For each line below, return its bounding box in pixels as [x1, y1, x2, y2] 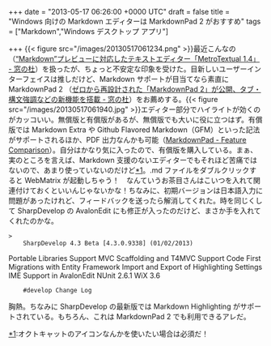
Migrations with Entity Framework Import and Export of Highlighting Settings [8, 263, 263, 271]
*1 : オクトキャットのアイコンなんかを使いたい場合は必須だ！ [8, 329, 209, 339]
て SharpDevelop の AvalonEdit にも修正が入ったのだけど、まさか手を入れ [8, 206, 255, 216]
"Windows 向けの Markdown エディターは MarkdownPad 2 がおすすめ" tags [8, 16, 261, 26]
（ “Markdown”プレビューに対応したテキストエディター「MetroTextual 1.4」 [8, 54, 260, 63]
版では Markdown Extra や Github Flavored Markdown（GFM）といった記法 [8, 125, 260, 135]
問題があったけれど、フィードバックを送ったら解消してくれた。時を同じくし [8, 196, 263, 205]
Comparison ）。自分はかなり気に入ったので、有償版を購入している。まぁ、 [8, 145, 258, 155]
